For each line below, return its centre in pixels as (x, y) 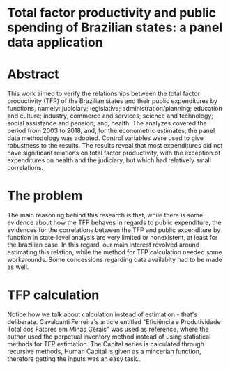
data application (55, 43)
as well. (18, 267)
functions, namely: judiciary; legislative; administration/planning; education (115, 109)
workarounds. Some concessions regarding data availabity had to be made (115, 260)
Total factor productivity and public (112, 13)
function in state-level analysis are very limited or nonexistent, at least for (113, 238)
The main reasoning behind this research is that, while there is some (105, 215)
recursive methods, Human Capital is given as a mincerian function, (104, 351)
